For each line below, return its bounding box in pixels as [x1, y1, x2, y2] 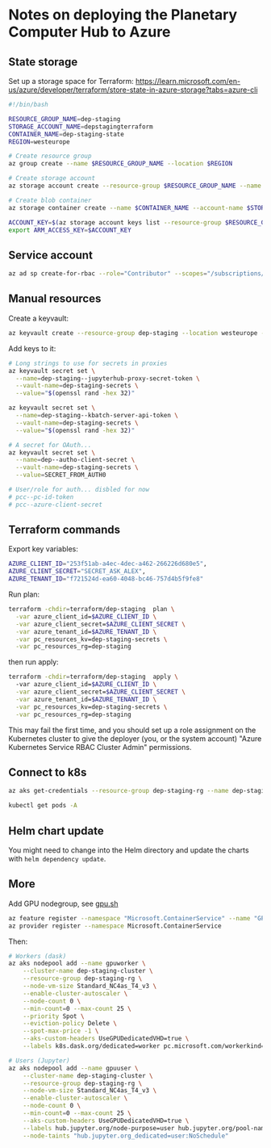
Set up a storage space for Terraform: [8, 77, 135, 86]
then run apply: [8, 657, 59, 667]
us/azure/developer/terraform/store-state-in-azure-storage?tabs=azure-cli [8, 85, 258, 94]
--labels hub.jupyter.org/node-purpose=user [23, 1124, 175, 1132]
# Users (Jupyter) [8, 1056, 70, 1065]
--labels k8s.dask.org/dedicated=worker [23, 1042, 161, 1050]
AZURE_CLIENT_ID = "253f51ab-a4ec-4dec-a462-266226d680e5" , [8, 559, 207, 568]
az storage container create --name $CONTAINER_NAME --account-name [8, 203, 244, 212]
